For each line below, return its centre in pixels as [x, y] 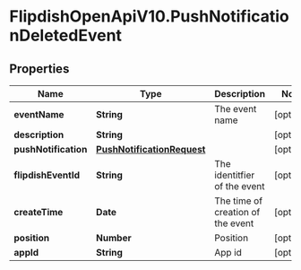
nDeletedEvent [66, 35]
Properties [39, 69]
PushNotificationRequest [150, 149]
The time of [238, 201]
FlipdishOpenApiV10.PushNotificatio [149, 17]
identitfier [235, 175]
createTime [39, 212]
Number [113, 238]
